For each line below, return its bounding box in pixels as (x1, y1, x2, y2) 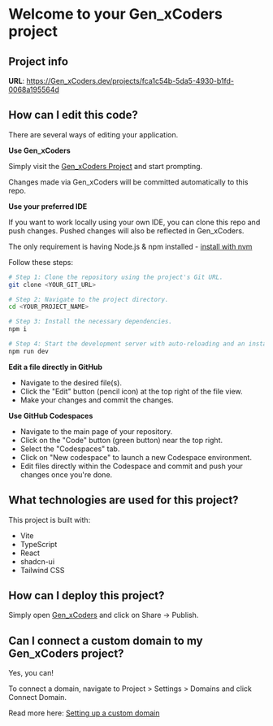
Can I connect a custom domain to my (8, 633, 203, 647)
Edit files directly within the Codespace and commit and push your (19, 461, 243, 471)
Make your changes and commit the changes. (19, 395, 174, 405)
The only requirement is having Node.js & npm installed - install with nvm (8, 241, 253, 251)
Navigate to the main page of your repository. (19, 426, 173, 436)
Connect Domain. (8, 693, 67, 702)
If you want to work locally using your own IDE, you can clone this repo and (8, 217, 261, 227)
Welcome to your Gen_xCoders (8, 5, 223, 24)
